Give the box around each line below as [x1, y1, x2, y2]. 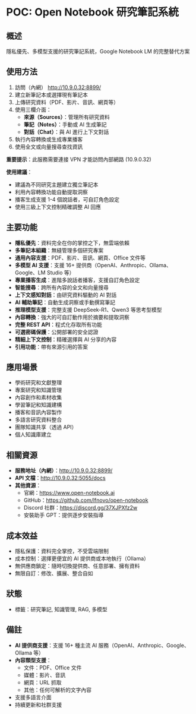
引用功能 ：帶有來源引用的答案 [14, 343, 88, 350]
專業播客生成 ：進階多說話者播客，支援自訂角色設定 [14, 276, 140, 283]
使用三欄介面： [14, 106, 52, 113]
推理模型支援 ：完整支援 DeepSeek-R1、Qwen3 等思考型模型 [14, 306, 162, 313]
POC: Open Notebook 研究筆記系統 [6, 5, 179, 19]
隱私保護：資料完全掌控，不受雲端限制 [14, 548, 109, 555]
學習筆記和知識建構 [14, 402, 62, 409]
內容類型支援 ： [14, 656, 52, 664]
